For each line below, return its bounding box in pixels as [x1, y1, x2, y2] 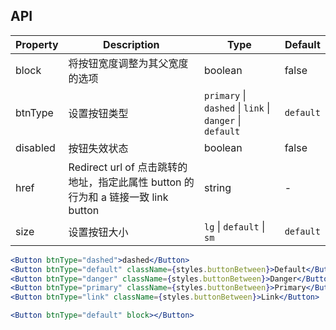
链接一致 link [109, 190, 169, 204]
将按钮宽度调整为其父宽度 [68, 56, 189, 70]
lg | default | [204, 219, 266, 233]
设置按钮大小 [68, 225, 129, 239]
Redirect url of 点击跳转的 [68, 160, 188, 174]
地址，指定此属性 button [68, 175, 182, 189]
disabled [15, 140, 56, 154]
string [204, 180, 232, 194]
